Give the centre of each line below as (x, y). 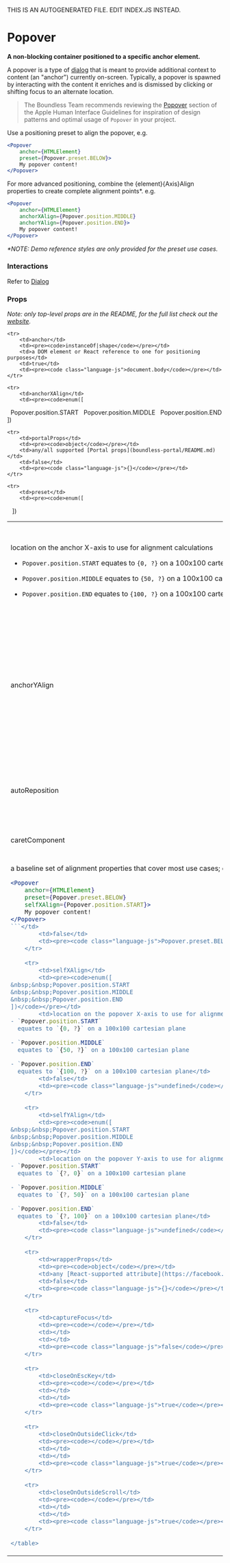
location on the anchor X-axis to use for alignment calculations (112, 547)
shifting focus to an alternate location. (61, 91)
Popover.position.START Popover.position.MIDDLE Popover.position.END (116, 413)
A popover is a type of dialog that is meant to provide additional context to (112, 70)
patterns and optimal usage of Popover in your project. (100, 119)
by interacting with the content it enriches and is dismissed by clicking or (110, 84)
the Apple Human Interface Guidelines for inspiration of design (112, 112)
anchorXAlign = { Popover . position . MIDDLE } (78, 217)
